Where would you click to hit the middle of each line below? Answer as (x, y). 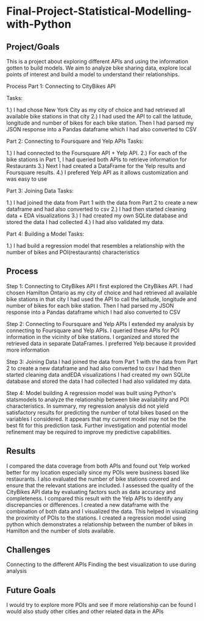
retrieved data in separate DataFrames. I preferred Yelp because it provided (101, 343)
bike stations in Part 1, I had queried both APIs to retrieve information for (97, 159)
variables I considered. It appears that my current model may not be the (96, 419)
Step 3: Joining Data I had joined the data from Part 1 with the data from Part (102, 361)
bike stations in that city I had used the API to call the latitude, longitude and (101, 299)
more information (28, 350)
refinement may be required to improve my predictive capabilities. (89, 432)
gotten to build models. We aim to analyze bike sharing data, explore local (99, 68)
